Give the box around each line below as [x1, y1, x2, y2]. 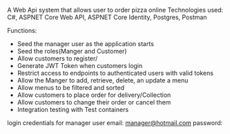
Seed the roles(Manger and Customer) [17, 47, 127, 55]
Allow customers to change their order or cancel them [17, 98, 171, 106]
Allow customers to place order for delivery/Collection [17, 91, 171, 99]
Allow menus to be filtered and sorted [17, 84, 125, 91]
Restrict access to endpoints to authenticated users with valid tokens [17, 69, 214, 77]
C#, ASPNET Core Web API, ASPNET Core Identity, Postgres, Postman [7, 13, 207, 21]
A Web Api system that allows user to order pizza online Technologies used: [7, 6, 224, 14]
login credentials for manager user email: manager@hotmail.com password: [7, 119, 223, 126]
